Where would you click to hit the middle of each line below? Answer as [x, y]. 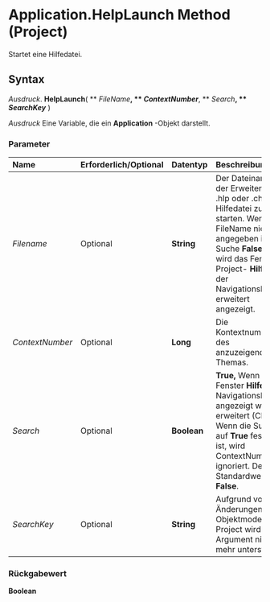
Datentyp [190, 165]
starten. [230, 219]
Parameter [29, 144]
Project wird [238, 530]
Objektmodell [241, 519]
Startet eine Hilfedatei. [45, 54]
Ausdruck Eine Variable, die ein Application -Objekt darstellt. [109, 123]
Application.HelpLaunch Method [119, 15]
